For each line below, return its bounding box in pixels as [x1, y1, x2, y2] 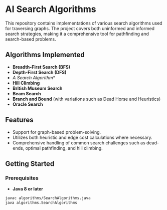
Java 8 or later [12, 186, 44, 192]
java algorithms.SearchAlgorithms [5, 200, 78, 205]
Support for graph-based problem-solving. [12, 129, 101, 135]
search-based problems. [5, 36, 56, 42]
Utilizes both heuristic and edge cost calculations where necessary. [12, 134, 152, 140]
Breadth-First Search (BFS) [12, 64, 71, 70]
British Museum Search [12, 85, 63, 91]
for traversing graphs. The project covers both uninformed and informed [5, 25, 154, 31]
